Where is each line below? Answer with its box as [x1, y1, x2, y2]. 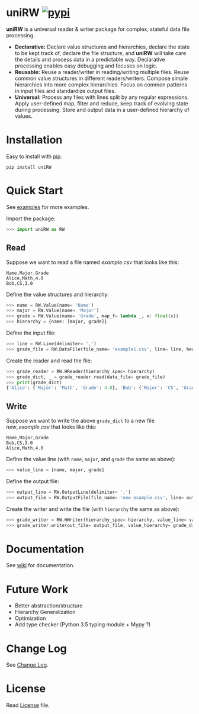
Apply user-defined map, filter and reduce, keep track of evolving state [14, 99, 188, 107]
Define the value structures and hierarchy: [6, 291, 110, 298]
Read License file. [6, 702, 50, 709]
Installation [6, 133, 63, 147]
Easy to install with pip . [6, 153, 62, 160]
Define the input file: [6, 329, 56, 336]
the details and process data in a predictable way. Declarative [14, 56, 165, 63]
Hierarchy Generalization [14, 609, 76, 616]
